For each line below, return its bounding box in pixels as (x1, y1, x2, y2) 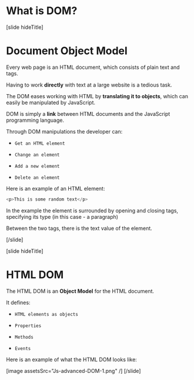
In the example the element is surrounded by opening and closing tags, (6, 207, 178, 214)
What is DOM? (6, 4, 78, 18)
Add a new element (14, 163, 60, 169)
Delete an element (14, 175, 60, 181)
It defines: (6, 299, 31, 306)
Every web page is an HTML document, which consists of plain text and (6, 64, 180, 71)
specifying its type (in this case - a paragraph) (6, 213, 119, 220)
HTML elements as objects (14, 311, 78, 317)
